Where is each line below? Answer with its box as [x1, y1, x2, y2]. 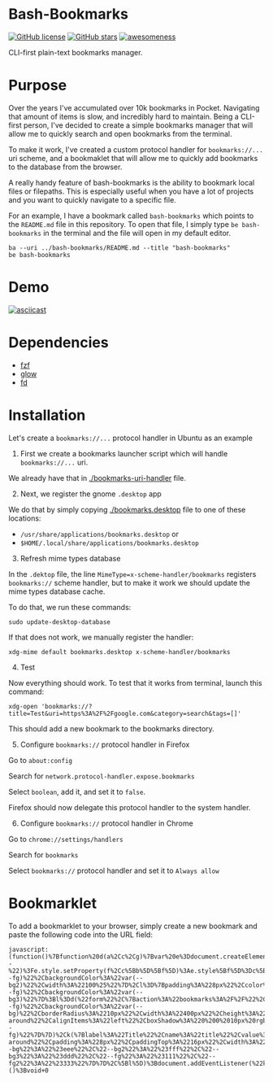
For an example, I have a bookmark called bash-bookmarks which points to [8, 211, 254, 220]
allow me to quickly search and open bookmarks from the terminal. [8, 129, 233, 138]
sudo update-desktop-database [8, 617, 111, 626]
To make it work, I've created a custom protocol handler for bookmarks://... [8, 144, 264, 155]
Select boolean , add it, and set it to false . [8, 787, 146, 796]
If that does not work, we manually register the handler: [8, 632, 194, 642]
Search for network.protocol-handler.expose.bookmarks [8, 770, 195, 781]
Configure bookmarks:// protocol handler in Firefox [19, 740, 190, 749]
